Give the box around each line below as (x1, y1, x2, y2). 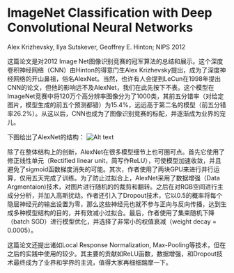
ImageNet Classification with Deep (7, 5, 212, 21)
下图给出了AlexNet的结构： (7, 132, 85, 141)
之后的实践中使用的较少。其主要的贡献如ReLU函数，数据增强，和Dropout (7, 249, 217, 258)
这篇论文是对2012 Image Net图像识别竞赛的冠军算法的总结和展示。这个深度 (7, 57, 224, 65)
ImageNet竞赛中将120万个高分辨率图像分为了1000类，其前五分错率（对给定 (7, 92, 224, 100)
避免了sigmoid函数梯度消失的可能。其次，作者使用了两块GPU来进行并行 (7, 165, 214, 173)
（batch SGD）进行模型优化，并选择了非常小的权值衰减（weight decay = (7, 217, 217, 226)
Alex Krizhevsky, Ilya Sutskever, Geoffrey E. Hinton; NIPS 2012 (7, 42, 186, 51)
